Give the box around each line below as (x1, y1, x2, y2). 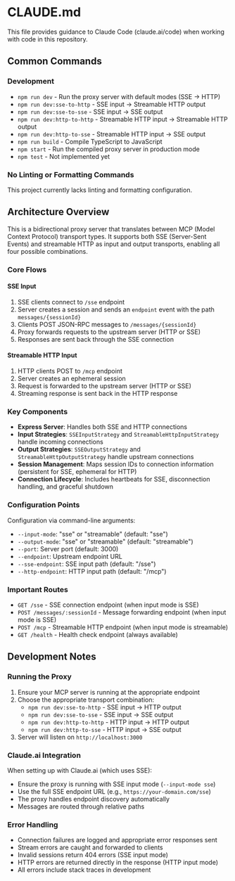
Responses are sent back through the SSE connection (17, 335, 174, 343)
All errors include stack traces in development (17, 866, 151, 874)
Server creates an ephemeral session (17, 374, 127, 383)
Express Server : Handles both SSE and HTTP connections (17, 423, 188, 431)
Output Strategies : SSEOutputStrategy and (17, 445, 141, 454)
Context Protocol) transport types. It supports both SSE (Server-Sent (7, 232, 207, 240)
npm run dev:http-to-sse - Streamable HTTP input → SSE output (17, 129, 206, 138)
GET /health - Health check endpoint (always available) (17, 630, 178, 638)
